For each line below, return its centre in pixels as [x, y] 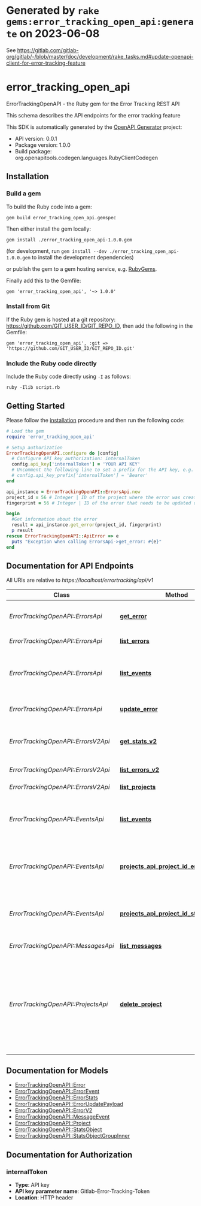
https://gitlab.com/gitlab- [48, 50]
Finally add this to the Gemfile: [44, 280]
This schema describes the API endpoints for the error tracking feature [93, 115]
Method [177, 595]
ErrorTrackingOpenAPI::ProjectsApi [59, 1004]
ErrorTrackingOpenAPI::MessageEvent [62, 1117]
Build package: [33, 151]
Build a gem [24, 194]
